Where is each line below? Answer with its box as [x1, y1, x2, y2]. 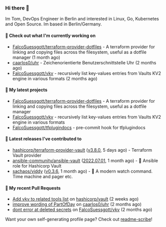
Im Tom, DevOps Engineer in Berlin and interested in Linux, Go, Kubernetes [5, 16, 160, 22]
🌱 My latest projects [5, 87, 47, 93]
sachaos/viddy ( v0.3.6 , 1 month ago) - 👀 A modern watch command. [12, 168, 153, 174]
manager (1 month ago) [12, 54, 61, 60]
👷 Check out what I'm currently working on [5, 32, 96, 38]
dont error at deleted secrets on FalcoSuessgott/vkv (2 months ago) [12, 207, 153, 213]
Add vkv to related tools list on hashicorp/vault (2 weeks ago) [12, 196, 139, 202]
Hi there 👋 [5, 4, 30, 11]
